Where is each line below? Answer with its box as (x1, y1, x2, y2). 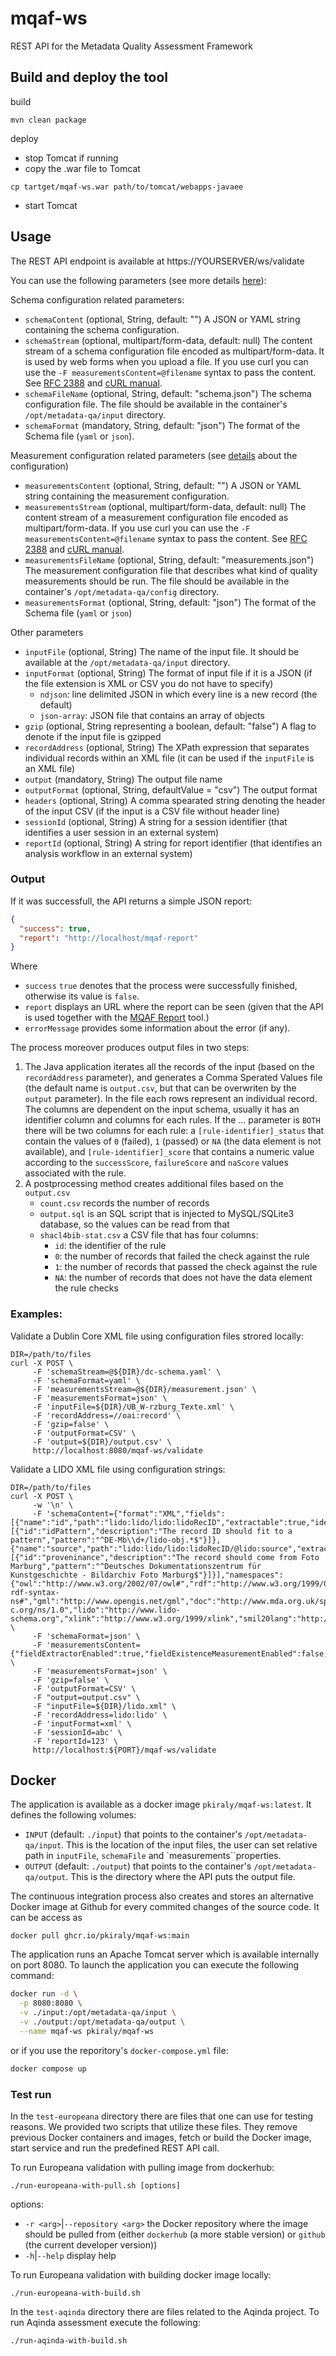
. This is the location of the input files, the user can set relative (61, 1839, 318, 1851)
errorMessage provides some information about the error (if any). (24, 1022, 291, 1034)
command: (10, 1970, 55, 1982)
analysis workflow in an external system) (24, 847, 193, 859)
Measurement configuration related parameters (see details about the (10, 449, 298, 461)
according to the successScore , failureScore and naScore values (24, 1157, 289, 1169)
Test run (10, 2087, 52, 2101)
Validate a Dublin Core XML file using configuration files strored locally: (10, 1330, 304, 1342)
